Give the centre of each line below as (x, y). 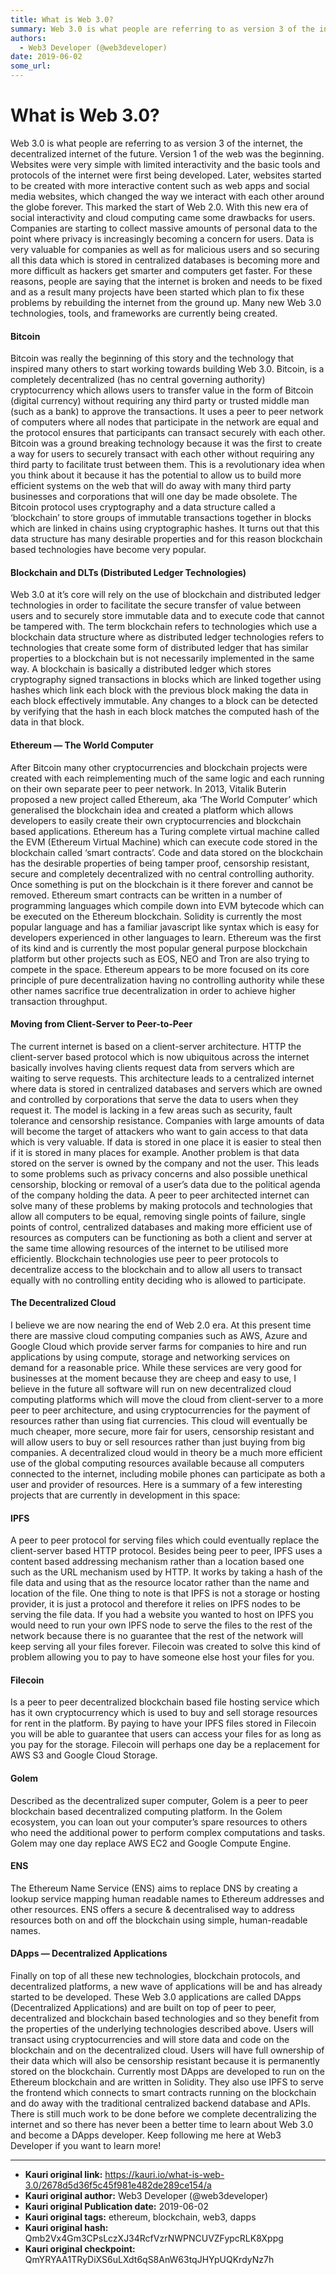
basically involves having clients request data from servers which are (152, 1067)
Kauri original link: (63, 2174)
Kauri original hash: (66, 2227)
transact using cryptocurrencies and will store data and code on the (150, 2039)
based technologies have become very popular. (108, 550)
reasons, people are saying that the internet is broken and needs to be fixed (166, 281)
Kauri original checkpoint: (80, 2248)
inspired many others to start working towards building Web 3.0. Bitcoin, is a (167, 369)
